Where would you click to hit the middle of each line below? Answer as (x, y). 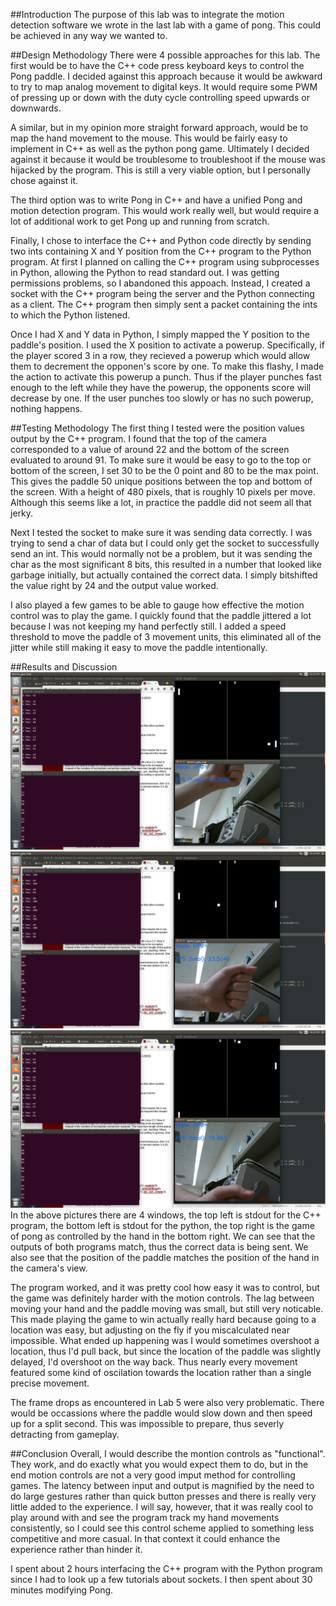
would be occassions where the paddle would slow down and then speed (161, 1413)
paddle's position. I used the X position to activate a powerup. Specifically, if (167, 345)
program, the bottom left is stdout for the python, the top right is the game (162, 1225)
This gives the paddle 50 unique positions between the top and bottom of (161, 481)
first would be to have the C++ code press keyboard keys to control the (157, 65)
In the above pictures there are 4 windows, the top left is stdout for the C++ (166, 1215)
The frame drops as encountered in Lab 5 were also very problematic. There (167, 1402)
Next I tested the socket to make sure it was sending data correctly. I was (161, 532)
